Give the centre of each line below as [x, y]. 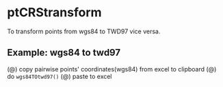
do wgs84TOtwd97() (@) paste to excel [60, 76]
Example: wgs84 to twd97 [64, 53]
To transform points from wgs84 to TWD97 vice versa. [84, 31]
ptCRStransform [54, 13]
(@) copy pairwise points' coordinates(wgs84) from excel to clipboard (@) [112, 69]
